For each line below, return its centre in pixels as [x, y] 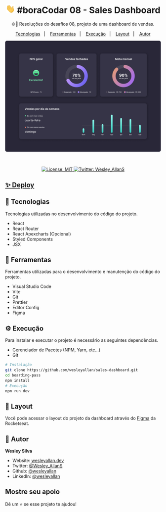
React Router [25, 229]
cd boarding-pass [23, 375]
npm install [17, 380]
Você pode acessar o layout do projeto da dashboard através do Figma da [81, 418]
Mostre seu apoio [33, 492]
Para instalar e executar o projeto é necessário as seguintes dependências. [82, 340]
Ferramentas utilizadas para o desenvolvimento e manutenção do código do [83, 272]
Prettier [20, 302]
